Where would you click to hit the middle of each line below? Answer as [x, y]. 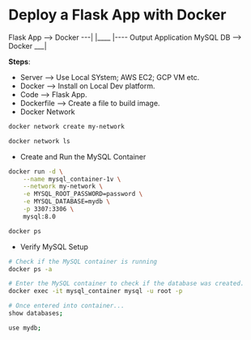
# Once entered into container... [67, 306]
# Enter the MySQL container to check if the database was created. [126, 284]
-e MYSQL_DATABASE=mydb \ [67, 202]
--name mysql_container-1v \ [72, 179]
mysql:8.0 [40, 216]
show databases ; [36, 313]
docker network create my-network [67, 126]
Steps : [19, 62]
